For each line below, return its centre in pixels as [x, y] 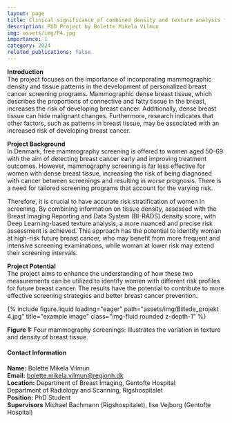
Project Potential [32, 266]
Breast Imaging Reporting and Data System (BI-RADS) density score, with [112, 216]
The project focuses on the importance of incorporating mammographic [109, 79]
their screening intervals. [42, 252]
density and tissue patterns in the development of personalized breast [107, 86]
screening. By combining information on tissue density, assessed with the [112, 209]
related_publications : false [49, 53]
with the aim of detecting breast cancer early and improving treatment [107, 158]
